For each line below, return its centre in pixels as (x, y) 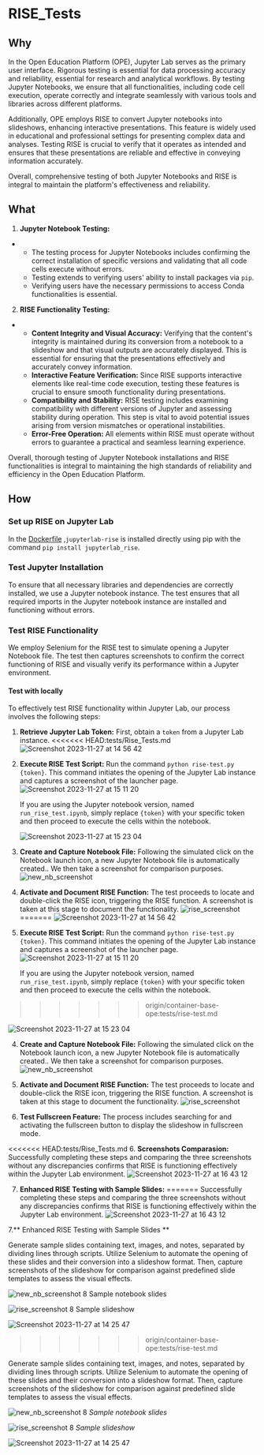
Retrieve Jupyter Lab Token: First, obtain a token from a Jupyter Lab (132, 732)
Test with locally (35, 691)
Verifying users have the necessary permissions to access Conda (138, 286)
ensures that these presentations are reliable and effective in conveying (125, 152)
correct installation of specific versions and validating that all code (139, 261)
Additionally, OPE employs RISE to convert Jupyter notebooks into (115, 119)
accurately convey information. (82, 366)
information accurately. (46, 161)
